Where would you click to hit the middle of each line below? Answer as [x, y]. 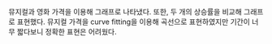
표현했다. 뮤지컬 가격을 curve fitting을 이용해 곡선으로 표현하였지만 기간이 [133, 22]
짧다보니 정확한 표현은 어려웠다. [67, 32]
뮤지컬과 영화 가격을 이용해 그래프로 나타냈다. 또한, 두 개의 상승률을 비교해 [125, 12]
